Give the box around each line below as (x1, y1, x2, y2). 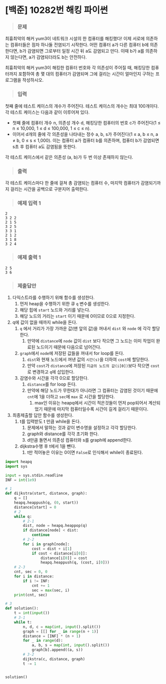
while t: (14, 620, 32, 625)
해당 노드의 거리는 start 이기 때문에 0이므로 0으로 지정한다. (19, 313, 135, 319)
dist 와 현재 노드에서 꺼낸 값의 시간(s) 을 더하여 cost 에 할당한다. (27, 356, 150, 362)
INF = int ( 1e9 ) (5, 477, 37, 482)
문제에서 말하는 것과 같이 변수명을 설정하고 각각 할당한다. (27, 424, 137, 430)
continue (31, 532, 50, 538)
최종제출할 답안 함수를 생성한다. (12, 412, 73, 418)
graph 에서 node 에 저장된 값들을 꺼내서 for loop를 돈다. (19, 350, 125, 356)
